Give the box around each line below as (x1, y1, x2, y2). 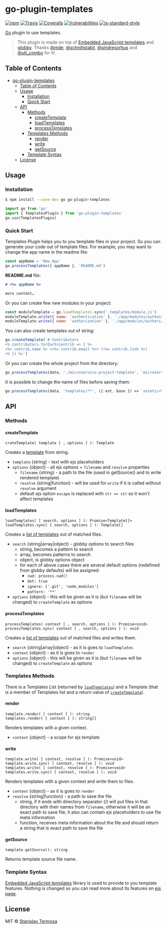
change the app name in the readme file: (5, 249, 88, 255)
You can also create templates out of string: (5, 328, 94, 334)
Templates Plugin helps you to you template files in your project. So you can (5, 239, 161, 245)
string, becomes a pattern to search (19, 546, 93, 553)
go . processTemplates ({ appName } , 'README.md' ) (5, 264, 106, 269)
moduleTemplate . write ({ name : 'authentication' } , (5, 314, 112, 319)
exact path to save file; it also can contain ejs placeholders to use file (19, 809, 162, 815)
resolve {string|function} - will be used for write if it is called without (19, 480, 161, 486)
